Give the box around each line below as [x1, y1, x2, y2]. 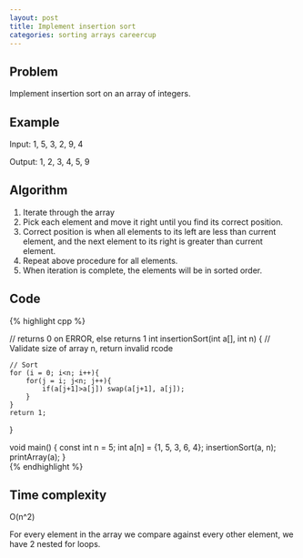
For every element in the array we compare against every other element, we [9, 529, 294, 540]
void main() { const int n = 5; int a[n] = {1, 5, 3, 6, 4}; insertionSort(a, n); [9, 441, 277, 452]
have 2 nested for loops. [9, 539, 101, 550]
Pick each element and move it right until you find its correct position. [22, 216, 284, 228]
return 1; [9, 408, 47, 417]
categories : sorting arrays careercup [9, 30, 157, 39]
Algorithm [9, 183, 68, 198]
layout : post [9, 13, 59, 23]
